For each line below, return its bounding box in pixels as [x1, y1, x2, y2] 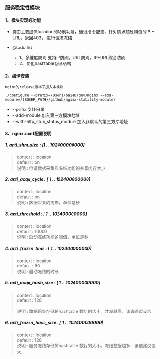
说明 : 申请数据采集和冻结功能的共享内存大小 [16, 165, 105, 171]
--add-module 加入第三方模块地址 [12, 112, 80, 118]
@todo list [12, 45, 32, 50]
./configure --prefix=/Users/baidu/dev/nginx [5, 93, 98, 98]
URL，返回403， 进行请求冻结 [12, 35, 73, 41]
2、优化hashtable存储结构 [19, 61, 72, 66]
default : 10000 [16, 228, 47, 234]
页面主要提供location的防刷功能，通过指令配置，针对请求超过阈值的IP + [12, 29, 155, 35]
